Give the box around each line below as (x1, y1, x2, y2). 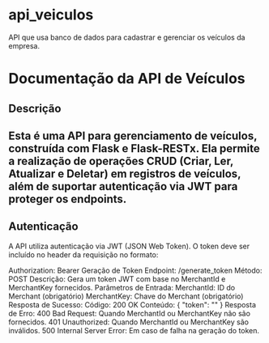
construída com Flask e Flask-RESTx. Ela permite (8, 142, 261, 155)
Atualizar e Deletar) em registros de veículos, (8, 167, 241, 180)
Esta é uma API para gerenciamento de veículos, (8, 129, 258, 142)
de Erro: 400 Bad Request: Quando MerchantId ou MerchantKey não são (8, 308, 251, 318)
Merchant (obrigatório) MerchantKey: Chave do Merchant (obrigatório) (8, 291, 244, 301)
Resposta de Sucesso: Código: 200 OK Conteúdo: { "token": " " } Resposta (8, 299, 257, 309)
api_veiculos (8, 6, 94, 24)
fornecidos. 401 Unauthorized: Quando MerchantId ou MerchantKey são (8, 317, 250, 327)
